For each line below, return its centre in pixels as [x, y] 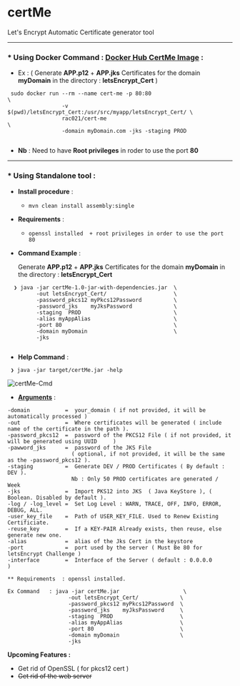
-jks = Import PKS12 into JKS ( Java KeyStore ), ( [110, 491]
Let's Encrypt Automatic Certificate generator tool [81, 32]
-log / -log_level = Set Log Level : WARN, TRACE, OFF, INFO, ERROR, [115, 504]
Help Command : [43, 357]
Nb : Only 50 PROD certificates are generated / [145, 479]
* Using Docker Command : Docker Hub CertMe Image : [105, 57]
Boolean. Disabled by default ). [57, 498]
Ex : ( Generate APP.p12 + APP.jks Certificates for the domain [109, 73]
